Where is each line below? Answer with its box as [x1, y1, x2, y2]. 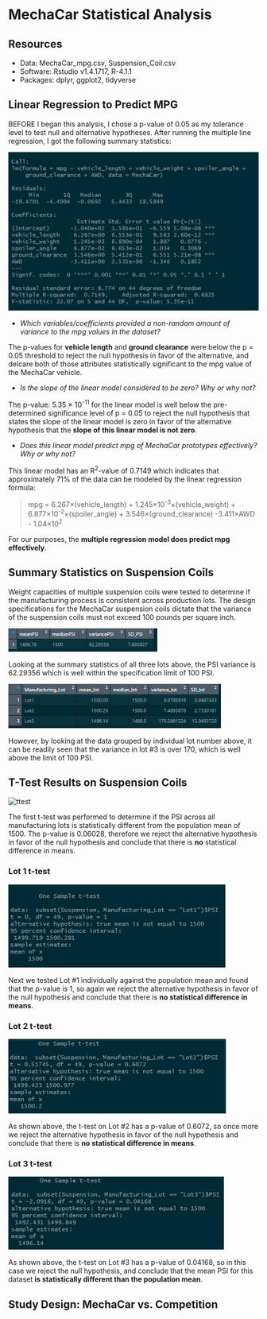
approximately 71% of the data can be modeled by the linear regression [8, 474, 242, 484]
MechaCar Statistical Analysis [8, 6, 212, 24]
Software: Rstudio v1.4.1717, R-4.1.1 [19, 67, 133, 76]
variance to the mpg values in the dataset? [19, 327, 161, 337]
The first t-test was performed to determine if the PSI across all [8, 812, 216, 822]
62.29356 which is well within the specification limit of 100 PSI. [8, 667, 215, 677]
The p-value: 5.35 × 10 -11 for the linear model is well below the [8, 399, 212, 410]
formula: [8, 482, 36, 492]
